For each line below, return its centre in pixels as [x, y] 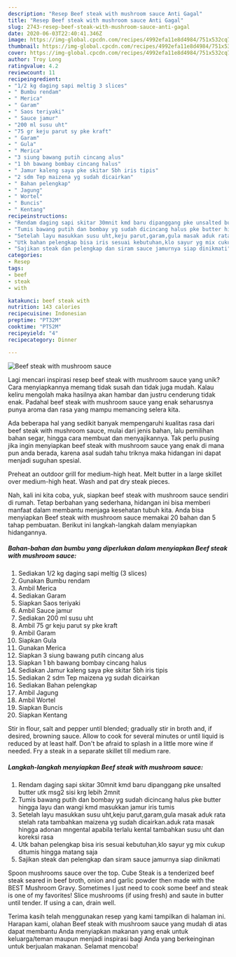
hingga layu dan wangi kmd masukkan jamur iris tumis [96, 807]
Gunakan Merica [42, 648]
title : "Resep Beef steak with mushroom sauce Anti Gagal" [96, 20]
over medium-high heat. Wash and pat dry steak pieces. [89, 481]
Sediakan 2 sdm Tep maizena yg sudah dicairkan [89, 678]
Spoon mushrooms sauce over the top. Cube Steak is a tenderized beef [111, 873]
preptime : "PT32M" [35, 320]
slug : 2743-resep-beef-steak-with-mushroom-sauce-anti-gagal [99, 27]
